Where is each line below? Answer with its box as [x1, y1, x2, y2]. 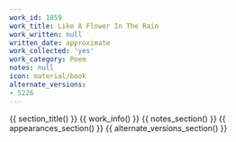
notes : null [9, 64, 54, 73]
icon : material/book [9, 72, 87, 81]
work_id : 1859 [9, 13, 63, 22]
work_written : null [9, 30, 83, 39]
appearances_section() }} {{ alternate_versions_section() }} [9, 122, 228, 133]
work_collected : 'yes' [9, 47, 95, 56]
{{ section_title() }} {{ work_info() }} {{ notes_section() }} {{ [9, 113, 226, 124]
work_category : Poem [9, 55, 87, 64]
